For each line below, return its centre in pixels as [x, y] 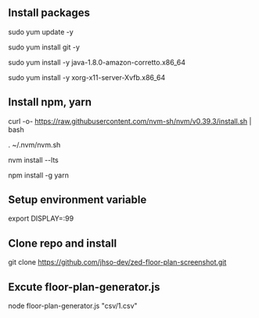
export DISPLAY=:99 [41, 218]
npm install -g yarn [38, 175]
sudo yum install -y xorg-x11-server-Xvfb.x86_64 [87, 77]
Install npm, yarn [50, 102]
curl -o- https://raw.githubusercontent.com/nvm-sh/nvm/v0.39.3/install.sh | [130, 121]
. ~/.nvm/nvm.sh [34, 144]
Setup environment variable [77, 200]
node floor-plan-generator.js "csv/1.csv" [73, 306]
